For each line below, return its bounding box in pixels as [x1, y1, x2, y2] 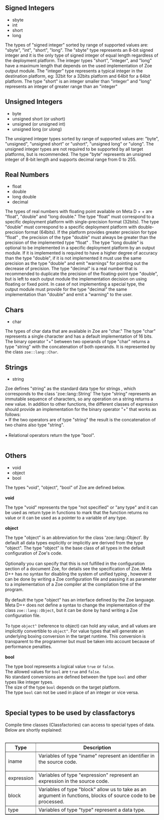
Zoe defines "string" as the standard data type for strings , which [5, 386, 136, 391]
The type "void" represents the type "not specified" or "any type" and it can [5, 504, 158, 510]
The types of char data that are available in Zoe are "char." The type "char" [5, 328, 156, 334]
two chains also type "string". [5, 422, 64, 428]
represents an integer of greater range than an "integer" [5, 83, 118, 89]
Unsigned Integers [5, 98, 63, 106]
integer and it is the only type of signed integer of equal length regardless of [5, 52, 159, 58]
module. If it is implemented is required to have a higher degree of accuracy [5, 250, 158, 256]
